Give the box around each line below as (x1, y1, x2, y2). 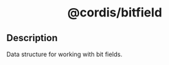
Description (6, 32, 58, 44)
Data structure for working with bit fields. (6, 50, 123, 58)
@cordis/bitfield (67, 5, 163, 21)
